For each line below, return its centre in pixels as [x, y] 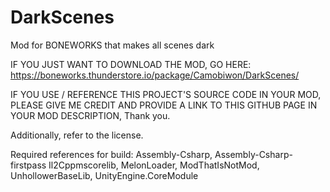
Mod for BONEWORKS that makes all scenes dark [112, 45]
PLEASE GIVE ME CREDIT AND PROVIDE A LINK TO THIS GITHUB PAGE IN [164, 105]
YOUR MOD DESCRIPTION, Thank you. [90, 115]
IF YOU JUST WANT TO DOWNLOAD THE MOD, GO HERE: [131, 64]
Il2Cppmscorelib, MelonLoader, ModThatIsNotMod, [154, 165]
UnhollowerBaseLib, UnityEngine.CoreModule [104, 175]
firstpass [28, 165]
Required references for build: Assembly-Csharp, [111, 154]
